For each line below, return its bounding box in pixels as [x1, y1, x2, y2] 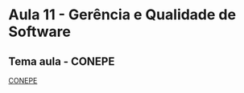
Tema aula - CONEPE [8, 55, 115, 68]
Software [8, 22, 71, 41]
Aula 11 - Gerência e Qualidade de [8, 6, 236, 24]
